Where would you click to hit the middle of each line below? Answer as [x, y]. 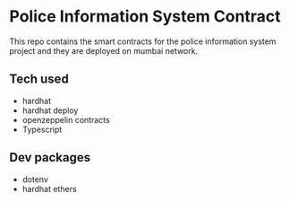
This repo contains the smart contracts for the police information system [143, 41]
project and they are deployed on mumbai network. [104, 50]
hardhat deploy [50, 110]
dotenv [35, 179]
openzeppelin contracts [66, 119]
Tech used [39, 79]
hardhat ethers [50, 188]
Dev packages [50, 157]
